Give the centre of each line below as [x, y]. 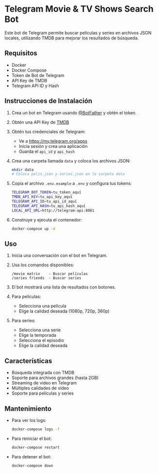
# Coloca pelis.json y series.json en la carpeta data [68, 174]
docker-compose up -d [33, 229]
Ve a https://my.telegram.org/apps [53, 141]
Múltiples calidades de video [40, 388]
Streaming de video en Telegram [44, 383]
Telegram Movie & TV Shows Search [79, 9]
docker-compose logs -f [36, 429]
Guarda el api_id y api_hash [47, 151]
